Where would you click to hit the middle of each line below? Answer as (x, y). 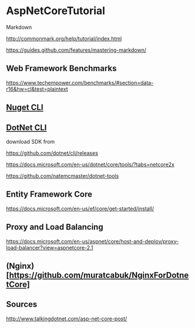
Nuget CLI (25, 107)
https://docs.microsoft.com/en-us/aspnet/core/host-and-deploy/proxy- (93, 241)
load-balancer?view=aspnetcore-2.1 (50, 247)
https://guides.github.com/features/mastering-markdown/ (76, 50)
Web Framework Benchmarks (61, 69)
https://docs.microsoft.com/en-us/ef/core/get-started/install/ (80, 208)
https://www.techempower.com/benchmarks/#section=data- (80, 82)
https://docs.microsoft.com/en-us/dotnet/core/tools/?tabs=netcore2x (90, 164)
